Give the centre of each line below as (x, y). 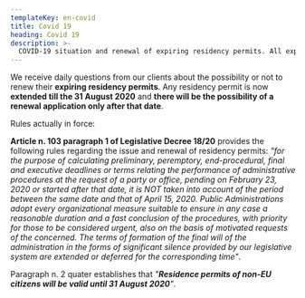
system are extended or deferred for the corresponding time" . (126, 257)
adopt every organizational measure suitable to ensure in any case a (139, 208)
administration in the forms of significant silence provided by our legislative (151, 247)
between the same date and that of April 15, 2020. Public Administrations (147, 199)
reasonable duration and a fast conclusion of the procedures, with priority (149, 218)
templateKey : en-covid (53, 18)
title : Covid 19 (41, 26)
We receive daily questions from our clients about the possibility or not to (147, 77)
